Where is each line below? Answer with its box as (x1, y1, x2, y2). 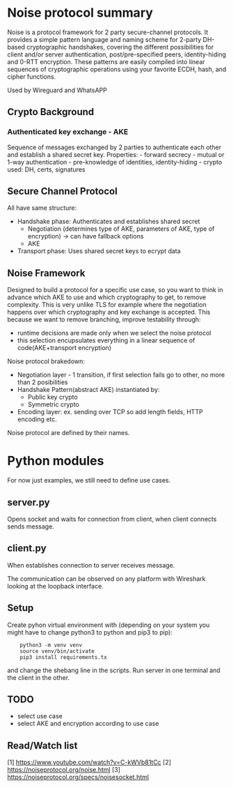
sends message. (7, 522, 54, 531)
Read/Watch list (7, 739, 78, 751)
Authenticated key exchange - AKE (7, 127, 129, 137)
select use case (17, 712, 63, 720)
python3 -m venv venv (19, 642, 82, 649)
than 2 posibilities (17, 378, 68, 386)
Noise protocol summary (7, 5, 153, 21)
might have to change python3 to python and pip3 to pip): (7, 628, 172, 636)
